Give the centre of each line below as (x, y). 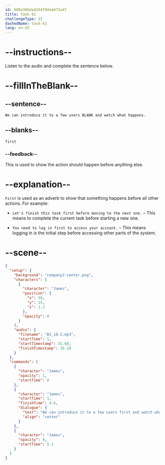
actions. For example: (27, 203)
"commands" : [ (24, 362)
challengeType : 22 (24, 19)
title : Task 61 (21, 14)
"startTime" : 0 (34, 380)
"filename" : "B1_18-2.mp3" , (47, 335)
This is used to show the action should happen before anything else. (74, 165)
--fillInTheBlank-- (42, 86)
